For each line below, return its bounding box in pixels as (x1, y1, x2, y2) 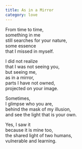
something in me (5, 32, 41, 38)
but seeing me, (5, 69, 37, 75)
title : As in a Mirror (5, 7, 54, 13)
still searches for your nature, (5, 37, 68, 44)
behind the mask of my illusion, (5, 106, 71, 112)
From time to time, (5, 26, 44, 32)
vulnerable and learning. (5, 138, 57, 144)
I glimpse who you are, (5, 100, 53, 107)
